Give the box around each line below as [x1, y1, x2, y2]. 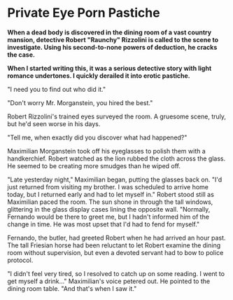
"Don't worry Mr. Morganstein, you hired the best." [7, 98, 153, 107]
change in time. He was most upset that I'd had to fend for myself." [7, 219, 200, 229]
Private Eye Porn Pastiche [7, 5, 160, 21]
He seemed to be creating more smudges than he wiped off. [7, 161, 181, 170]
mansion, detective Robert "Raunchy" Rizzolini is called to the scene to [7, 35, 219, 43]
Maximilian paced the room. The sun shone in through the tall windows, [7, 198, 213, 206]
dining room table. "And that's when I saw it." [7, 284, 137, 292]
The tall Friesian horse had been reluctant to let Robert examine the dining [7, 240, 221, 250]
